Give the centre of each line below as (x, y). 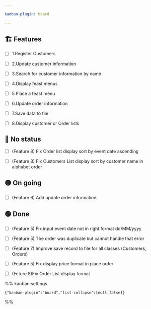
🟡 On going (23, 183)
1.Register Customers (34, 54)
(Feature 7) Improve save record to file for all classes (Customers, (79, 248)
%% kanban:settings (26, 283)
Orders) (20, 254)
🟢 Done (17, 214)
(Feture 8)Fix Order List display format (51, 273)
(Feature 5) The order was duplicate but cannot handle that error (78, 238)
